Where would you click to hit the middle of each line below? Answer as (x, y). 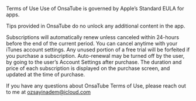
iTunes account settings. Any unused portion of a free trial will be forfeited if (98, 50)
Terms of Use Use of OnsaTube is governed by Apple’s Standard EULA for (95, 8)
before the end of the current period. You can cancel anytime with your (92, 43)
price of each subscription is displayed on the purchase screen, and (88, 68)
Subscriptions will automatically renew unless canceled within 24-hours (93, 37)
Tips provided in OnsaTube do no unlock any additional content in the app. (96, 26)
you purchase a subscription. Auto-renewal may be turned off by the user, (95, 56)
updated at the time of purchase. (46, 74)
